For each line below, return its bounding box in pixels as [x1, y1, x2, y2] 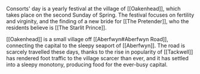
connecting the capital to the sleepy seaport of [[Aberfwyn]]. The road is [6, 42, 185, 49]
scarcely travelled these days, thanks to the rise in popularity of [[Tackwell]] [6, 48, 193, 55]
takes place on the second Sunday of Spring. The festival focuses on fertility [6, 11, 195, 18]
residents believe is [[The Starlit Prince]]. [6, 24, 107, 31]
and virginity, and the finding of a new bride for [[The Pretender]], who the [6, 18, 189, 24]
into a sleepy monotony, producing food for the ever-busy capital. [6, 61, 168, 68]
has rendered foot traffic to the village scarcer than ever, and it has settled [6, 55, 189, 61]
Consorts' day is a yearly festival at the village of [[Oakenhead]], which [6, 5, 181, 12]
